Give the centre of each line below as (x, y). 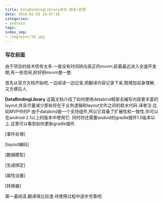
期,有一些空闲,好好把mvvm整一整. (39, 72)
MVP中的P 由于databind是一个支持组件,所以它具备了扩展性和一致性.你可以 (84, 112)
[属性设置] (15, 176)
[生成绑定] (15, 165)
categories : (17, 19)
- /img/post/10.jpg (25, 37)
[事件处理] (15, 134)
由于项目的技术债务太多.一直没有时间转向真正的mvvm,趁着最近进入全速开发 (81, 66)
